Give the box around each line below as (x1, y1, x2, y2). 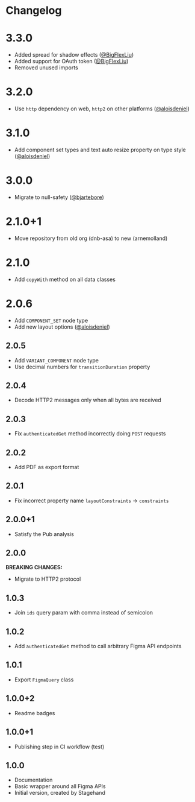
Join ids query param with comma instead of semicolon (14, 609, 153, 616)
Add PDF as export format (14, 464, 79, 470)
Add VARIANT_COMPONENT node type (14, 356, 99, 364)
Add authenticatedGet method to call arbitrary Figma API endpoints (14, 643, 182, 650)
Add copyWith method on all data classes (14, 276, 116, 283)
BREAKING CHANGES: (5, 564, 63, 571)
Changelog (5, 4, 62, 17)
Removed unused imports (14, 64, 79, 71)
